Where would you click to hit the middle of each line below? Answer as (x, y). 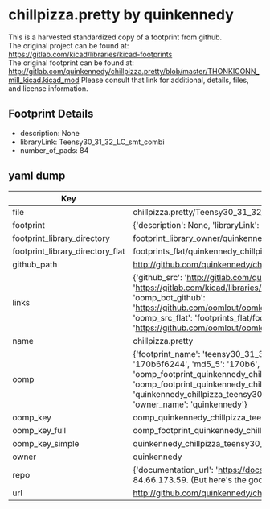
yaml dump (37, 176)
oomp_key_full (39, 430)
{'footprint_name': (166, 354)
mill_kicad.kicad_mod (44, 80)
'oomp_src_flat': (162, 317)
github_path (35, 264)
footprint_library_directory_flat (69, 251)
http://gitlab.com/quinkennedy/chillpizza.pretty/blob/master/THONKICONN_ (134, 71)
